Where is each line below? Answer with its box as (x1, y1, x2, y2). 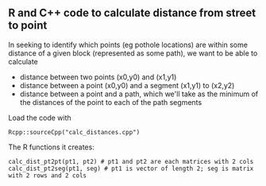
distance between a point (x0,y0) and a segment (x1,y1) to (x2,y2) (19, 80, 235, 90)
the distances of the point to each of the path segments (19, 97, 202, 107)
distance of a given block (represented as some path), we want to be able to (8, 48, 258, 58)
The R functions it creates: (8, 142, 95, 152)
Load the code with (8, 113, 71, 122)
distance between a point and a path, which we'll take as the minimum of (19, 89, 259, 99)
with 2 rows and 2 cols (8, 171, 87, 180)
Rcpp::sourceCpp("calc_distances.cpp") (8, 128, 141, 136)
